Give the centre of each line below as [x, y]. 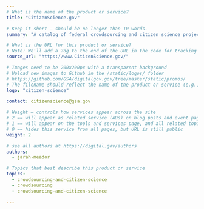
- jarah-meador [31, 157]
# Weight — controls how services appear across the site [81, 112]
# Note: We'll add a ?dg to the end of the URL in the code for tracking [102, 51]
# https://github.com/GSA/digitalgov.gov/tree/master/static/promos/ [96, 79]
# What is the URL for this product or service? [69, 45]
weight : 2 [19, 135]
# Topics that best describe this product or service [76, 168]
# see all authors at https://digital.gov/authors [72, 146]
